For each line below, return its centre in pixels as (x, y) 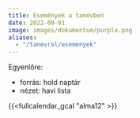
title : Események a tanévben (56, 15)
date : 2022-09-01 (37, 23)
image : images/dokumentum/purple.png (70, 30)
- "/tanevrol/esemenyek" (56, 45)
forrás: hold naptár (50, 83)
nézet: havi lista (45, 90)
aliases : (23, 37)
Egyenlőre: (26, 67)
